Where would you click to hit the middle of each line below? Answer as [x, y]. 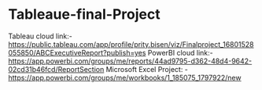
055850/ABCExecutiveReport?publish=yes [77, 52]
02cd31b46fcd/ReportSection [56, 69]
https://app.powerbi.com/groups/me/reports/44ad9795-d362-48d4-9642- [130, 61]
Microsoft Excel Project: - [147, 69]
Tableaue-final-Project [84, 14]
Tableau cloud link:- [40, 36]
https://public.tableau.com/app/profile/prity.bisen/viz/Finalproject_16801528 [131, 44]
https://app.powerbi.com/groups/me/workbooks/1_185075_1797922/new [125, 77]
